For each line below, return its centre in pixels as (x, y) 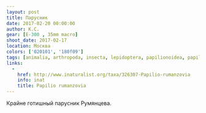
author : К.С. (23, 29)
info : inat (31, 80)
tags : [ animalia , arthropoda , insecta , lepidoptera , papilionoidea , (96, 57)
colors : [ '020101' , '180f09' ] (45, 52)
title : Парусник (27, 18)
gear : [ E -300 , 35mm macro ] (42, 35)
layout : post (23, 12)
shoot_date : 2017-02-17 (37, 40)
